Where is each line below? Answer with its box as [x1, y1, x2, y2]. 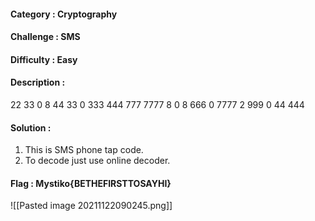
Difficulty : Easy [10, 53, 78, 65]
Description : [10, 76, 66, 89]
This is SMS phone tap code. [24, 144, 144, 156]
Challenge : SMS [10, 31, 81, 43]
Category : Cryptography [10, 8, 118, 20]
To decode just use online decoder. [24, 155, 171, 167]
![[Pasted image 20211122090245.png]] [10, 200, 173, 212]
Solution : [10, 121, 52, 134]
